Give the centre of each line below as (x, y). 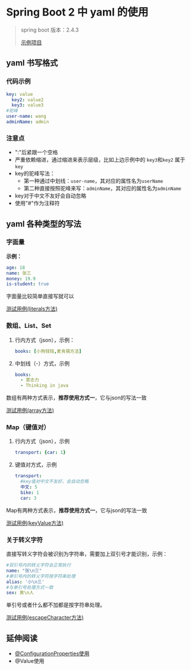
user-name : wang (26, 117)
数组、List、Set (29, 326)
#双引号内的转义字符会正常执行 (39, 565)
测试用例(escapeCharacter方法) (45, 618)
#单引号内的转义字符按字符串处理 (41, 576)
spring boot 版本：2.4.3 (50, 30)
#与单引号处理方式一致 (30, 587)
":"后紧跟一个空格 (36, 152)
